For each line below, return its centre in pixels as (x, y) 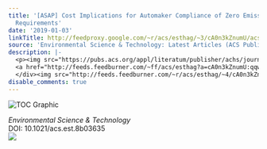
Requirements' (39, 23)
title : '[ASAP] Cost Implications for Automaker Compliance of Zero (124, 15)
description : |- (35, 52)
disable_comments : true (48, 82)
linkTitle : (26, 38)
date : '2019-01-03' (41, 30)
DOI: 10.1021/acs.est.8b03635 (57, 128)
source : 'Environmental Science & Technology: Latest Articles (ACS (124, 45)
